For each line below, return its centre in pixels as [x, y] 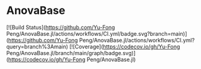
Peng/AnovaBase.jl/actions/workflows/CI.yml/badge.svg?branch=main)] [97, 33]
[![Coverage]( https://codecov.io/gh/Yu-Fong [125, 47]
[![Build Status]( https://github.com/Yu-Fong [61, 27]
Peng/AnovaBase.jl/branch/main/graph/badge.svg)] [71, 53]
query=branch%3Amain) [37, 47]
